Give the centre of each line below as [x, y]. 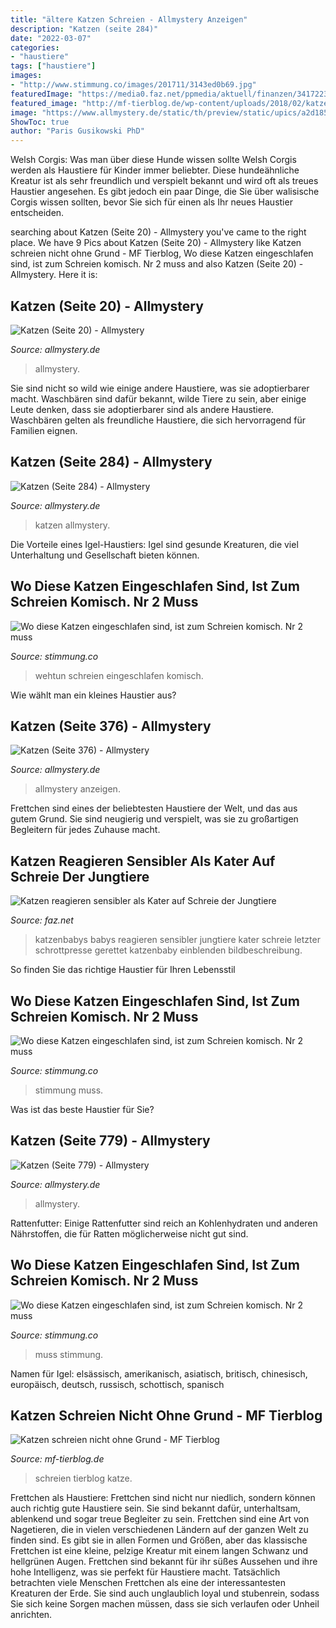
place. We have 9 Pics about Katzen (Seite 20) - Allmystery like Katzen [156, 243]
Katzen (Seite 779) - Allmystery [110, 1141]
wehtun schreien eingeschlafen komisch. [119, 675]
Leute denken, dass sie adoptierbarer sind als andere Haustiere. [142, 409]
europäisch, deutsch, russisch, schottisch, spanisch [117, 1384]
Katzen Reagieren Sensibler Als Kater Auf [143, 861]
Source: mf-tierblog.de [57, 1459]
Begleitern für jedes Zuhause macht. [85, 830]
